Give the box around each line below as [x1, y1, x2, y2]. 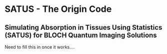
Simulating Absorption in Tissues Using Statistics [4, 23, 162, 32]
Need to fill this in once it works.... [4, 44, 75, 50]
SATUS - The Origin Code [4, 3, 112, 15]
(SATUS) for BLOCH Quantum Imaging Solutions [4, 31, 157, 39]
